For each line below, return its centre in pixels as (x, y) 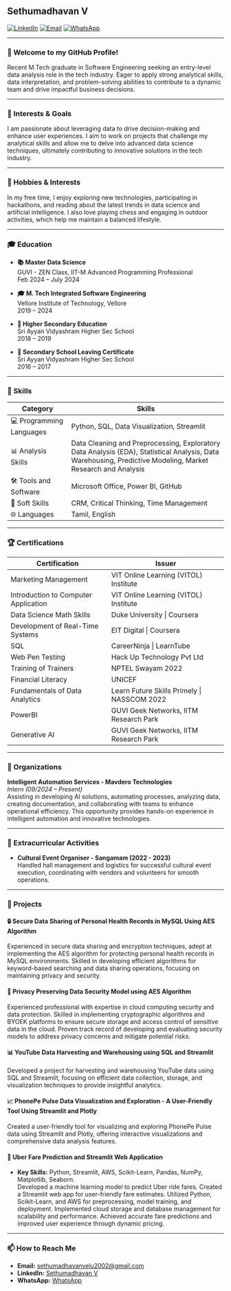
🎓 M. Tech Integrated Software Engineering (81, 293)
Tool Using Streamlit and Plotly (52, 1111)
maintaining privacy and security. (54, 976)
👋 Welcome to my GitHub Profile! (63, 52)
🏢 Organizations (34, 767)
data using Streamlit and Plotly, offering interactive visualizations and (105, 1134)
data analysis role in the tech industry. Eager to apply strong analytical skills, (115, 75)
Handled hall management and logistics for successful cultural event (114, 865)
